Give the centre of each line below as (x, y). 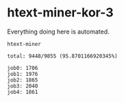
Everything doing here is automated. (58, 31)
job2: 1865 (23, 80)
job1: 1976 (23, 74)
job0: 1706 (23, 68)
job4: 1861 (23, 92)
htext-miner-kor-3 (60, 13)
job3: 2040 (23, 86)
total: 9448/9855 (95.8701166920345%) (62, 56)
